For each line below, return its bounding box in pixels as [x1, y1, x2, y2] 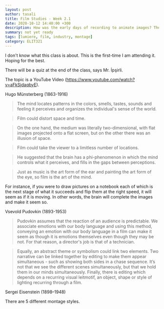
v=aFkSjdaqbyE [5, 82, 37, 88]
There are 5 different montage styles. [5, 298, 80, 304]
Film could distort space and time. [17, 115, 85, 121]
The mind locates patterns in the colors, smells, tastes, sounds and [17, 101, 152, 107]
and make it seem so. [5, 199, 48, 205]
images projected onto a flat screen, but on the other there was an [17, 130, 150, 136]
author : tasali [5, 12, 36, 17]
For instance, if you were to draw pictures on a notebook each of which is [5, 183, 153, 189]
